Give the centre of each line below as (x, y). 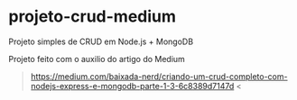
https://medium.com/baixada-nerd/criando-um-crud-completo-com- (159, 76)
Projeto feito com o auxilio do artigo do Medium (97, 59)
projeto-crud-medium (93, 17)
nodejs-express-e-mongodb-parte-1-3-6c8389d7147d (132, 86)
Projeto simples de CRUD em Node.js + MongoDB (101, 41)
